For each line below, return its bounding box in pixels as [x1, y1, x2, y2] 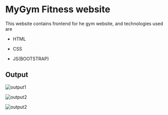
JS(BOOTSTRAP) [12, 55, 49, 62]
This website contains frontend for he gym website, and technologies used [5, 20, 163, 27]
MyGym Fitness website [5, 4, 111, 15]
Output [5, 71, 28, 79]
